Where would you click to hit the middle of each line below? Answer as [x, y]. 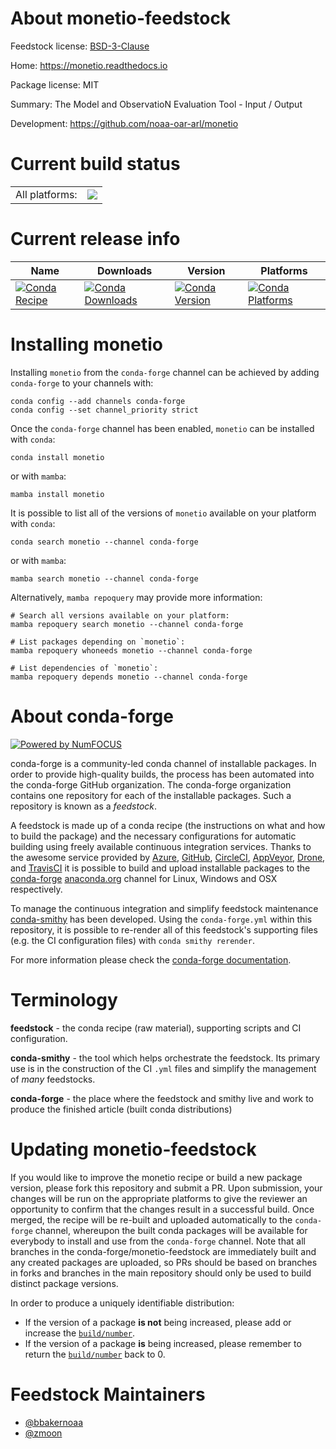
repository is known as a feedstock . [84, 806]
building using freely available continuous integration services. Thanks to [161, 846]
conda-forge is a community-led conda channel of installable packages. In [163, 763]
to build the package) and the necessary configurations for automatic [153, 836]
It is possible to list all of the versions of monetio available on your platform [163, 513]
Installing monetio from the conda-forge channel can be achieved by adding [165, 372]
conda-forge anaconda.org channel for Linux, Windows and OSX [144, 878]
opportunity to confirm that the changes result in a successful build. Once [162, 1209]
